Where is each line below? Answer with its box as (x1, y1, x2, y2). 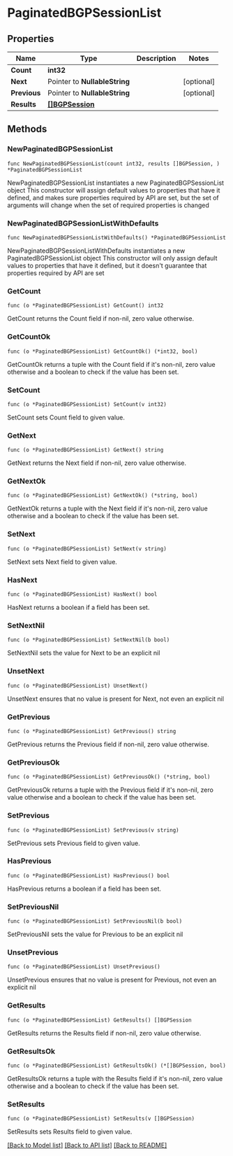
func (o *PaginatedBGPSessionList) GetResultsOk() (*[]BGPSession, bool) (7, 1062, 227, 1069)
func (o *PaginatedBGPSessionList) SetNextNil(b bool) (7, 636, 170, 643)
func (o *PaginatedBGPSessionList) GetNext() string (7, 447, 164, 454)
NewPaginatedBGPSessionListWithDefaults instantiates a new (7, 246, 186, 255)
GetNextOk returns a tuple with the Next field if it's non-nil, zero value (7, 504, 208, 513)
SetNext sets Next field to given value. (7, 557, 117, 566)
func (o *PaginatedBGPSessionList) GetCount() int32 (7, 302, 164, 309)
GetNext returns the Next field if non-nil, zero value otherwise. (7, 459, 187, 467)
